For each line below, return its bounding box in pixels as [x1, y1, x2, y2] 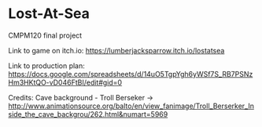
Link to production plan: [8, 60, 85, 71]
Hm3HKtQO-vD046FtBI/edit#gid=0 [8, 78, 123, 87]
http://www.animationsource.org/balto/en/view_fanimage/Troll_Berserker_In [8, 101, 254, 111]
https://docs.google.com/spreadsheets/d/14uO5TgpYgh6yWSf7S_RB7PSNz [8, 69, 253, 78]
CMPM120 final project [8, 31, 83, 40]
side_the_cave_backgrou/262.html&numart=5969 [8, 109, 168, 118]
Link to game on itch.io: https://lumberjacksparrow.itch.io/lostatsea [8, 45, 225, 55]
